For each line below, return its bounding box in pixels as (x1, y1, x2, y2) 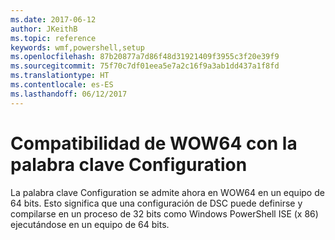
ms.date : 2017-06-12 (10, 14, 97, 25)
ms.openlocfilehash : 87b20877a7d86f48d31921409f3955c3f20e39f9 (10, 52, 280, 62)
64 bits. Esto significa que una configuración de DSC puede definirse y (10, 197, 303, 209)
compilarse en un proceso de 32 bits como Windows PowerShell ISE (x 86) (10, 207, 319, 220)
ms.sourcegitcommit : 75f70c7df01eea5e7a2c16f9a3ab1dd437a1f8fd (10, 61, 280, 71)
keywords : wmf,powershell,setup (10, 42, 145, 53)
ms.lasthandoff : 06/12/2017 (10, 89, 128, 99)
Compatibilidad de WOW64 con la (10, 132, 298, 155)
